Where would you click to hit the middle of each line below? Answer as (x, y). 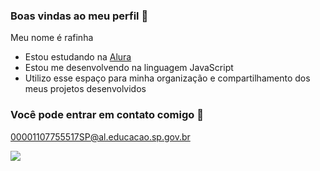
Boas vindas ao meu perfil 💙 (79, 16)
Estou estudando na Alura (78, 57)
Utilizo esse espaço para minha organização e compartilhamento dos (167, 78)
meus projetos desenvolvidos (85, 89)
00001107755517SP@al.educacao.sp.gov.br (100, 136)
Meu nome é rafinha (52, 38)
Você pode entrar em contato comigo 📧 (107, 115)
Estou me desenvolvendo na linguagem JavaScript (129, 68)
